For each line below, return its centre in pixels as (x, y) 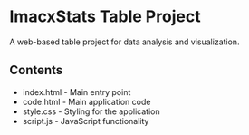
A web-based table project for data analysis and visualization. (124, 42)
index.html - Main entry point (77, 92)
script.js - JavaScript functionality (86, 121)
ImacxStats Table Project (105, 17)
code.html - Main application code (86, 101)
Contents (36, 70)
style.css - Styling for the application (91, 111)
